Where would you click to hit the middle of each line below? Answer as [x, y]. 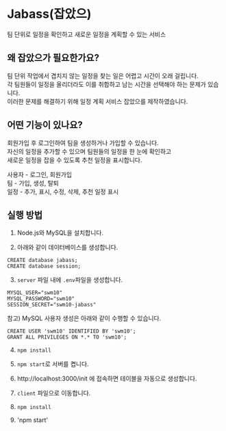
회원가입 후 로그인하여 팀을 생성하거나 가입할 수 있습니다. [83, 143]
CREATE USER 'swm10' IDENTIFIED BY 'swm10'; [72, 331]
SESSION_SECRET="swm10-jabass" [52, 305]
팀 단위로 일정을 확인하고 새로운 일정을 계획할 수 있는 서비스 [87, 34]
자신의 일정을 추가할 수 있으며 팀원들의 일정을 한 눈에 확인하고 [89, 151]
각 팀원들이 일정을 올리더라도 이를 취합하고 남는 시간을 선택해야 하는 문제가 [107, 84]
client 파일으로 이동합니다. [54, 393]
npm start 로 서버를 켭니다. [53, 364]
